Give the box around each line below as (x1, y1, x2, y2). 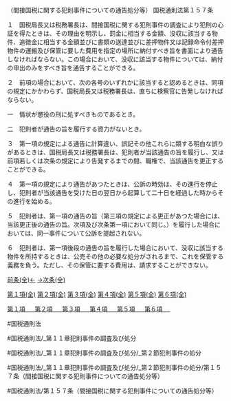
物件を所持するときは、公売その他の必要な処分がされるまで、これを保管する (7, 252, 224, 260)
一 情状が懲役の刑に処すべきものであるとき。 (7, 110, 140, 119)
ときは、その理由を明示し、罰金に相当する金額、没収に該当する (30, 30, 212, 37)
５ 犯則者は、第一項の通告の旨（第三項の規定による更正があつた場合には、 (7, 212, 224, 220)
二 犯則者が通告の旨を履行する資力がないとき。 (7, 125, 146, 133)
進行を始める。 (12, 197, 56, 205)
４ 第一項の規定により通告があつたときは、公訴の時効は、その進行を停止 (7, 180, 218, 188)
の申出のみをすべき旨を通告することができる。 (7, 64, 140, 72)
